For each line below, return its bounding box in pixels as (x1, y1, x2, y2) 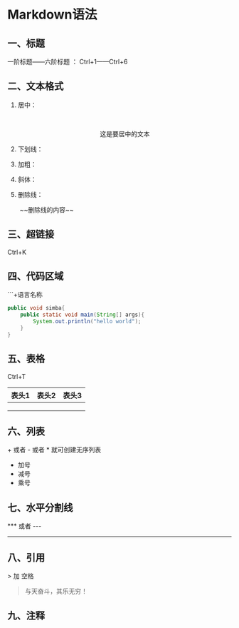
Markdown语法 (7, 6, 97, 23)
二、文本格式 (7, 80, 64, 93)
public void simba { (7, 305, 65, 312)
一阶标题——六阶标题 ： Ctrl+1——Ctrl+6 (7, 58, 128, 66)
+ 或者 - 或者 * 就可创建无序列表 (7, 445, 102, 454)
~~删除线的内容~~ (19, 205, 74, 214)
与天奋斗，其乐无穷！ (24, 587, 87, 596)
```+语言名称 (7, 290, 43, 299)
